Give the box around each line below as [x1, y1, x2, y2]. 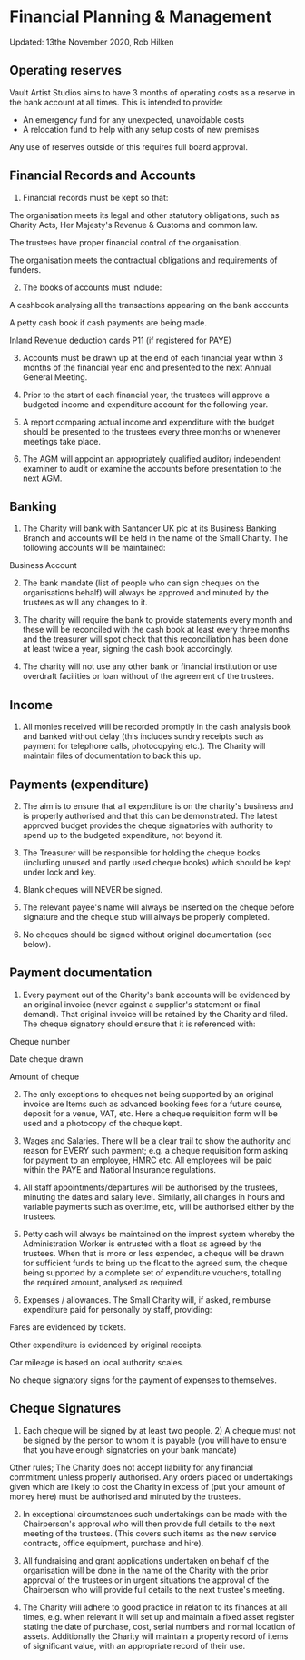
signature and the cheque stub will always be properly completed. [22, 912, 271, 922]
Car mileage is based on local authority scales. [9, 1356, 184, 1367]
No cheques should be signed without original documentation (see [22, 929, 272, 940]
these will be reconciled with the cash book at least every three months [22, 625, 290, 635]
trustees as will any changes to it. [22, 597, 148, 608]
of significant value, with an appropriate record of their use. [22, 1640, 246, 1651]
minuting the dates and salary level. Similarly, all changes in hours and [22, 1191, 286, 1202]
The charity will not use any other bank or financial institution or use [22, 661, 278, 672]
